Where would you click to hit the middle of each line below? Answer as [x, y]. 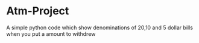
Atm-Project [38, 11]
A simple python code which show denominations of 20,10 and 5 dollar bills [99, 27]
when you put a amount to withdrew [51, 33]
